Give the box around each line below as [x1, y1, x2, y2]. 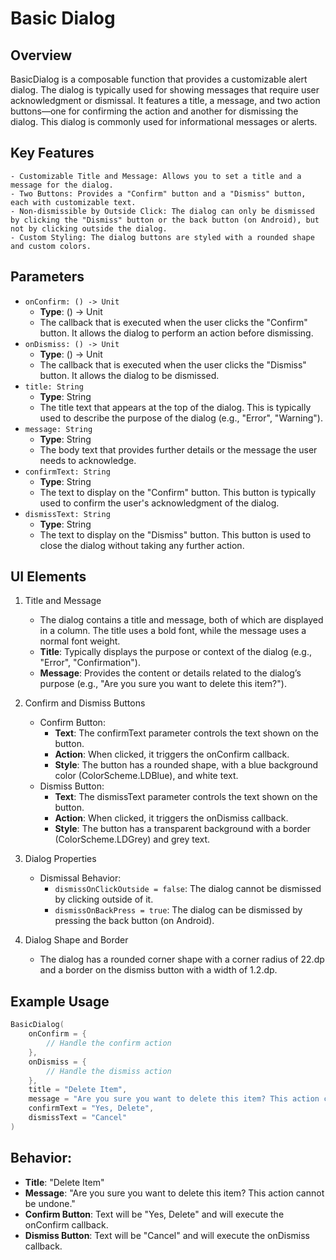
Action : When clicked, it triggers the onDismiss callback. [54, 812, 289, 824]
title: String [24, 382, 84, 392]
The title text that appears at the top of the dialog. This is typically [39, 401, 312, 413]
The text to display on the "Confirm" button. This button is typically [39, 486, 317, 498]
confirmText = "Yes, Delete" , [28, 1103, 155, 1114]
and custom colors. [10, 241, 92, 251]
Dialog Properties [24, 853, 97, 865]
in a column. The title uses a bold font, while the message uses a [39, 625, 307, 637]
